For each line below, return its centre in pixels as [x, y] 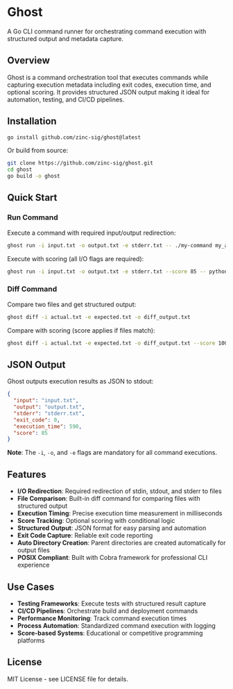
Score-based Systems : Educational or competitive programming [110, 633]
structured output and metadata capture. [65, 38]
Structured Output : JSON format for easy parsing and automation [112, 528]
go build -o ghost [34, 176]
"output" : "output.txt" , [49, 407]
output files [33, 550]
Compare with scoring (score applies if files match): [81, 330]
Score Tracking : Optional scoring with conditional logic [96, 521]
